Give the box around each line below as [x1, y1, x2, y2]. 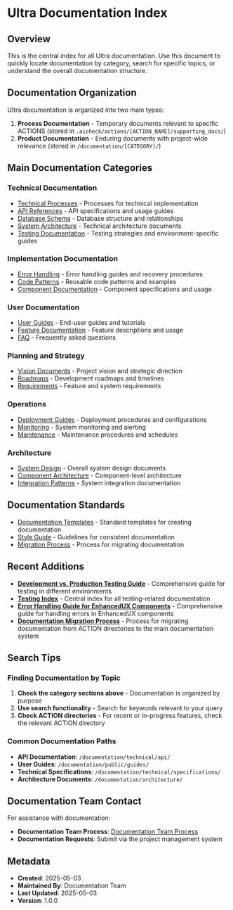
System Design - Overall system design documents [17, 463, 166, 472]
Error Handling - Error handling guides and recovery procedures [17, 269, 204, 278]
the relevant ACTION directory [17, 719, 105, 727]
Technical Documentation [7, 183, 98, 193]
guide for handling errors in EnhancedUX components [17, 609, 174, 617]
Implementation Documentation [7, 254, 118, 264]
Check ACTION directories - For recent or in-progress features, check [17, 712, 222, 720]
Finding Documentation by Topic [7, 673, 121, 683]
